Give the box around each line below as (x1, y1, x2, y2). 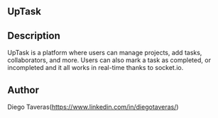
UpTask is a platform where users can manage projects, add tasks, (7, 49, 202, 57)
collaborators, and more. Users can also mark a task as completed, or (7, 56, 212, 64)
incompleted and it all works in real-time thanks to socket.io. (7, 64, 184, 72)
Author (7, 84, 39, 96)
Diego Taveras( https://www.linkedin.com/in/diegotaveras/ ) (7, 102, 179, 112)
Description (7, 30, 60, 42)
